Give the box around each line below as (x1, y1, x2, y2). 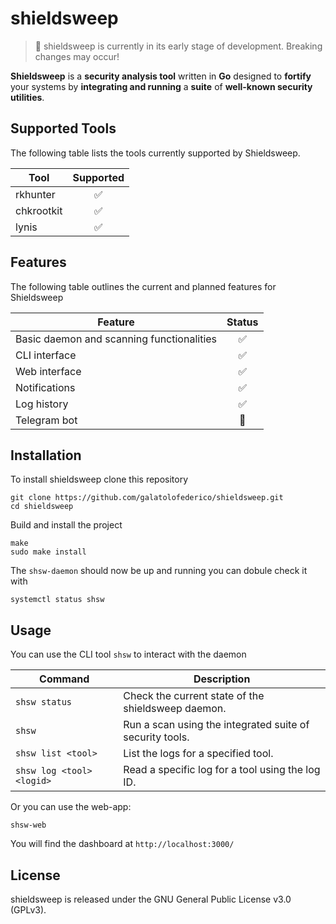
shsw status (15, 697, 73, 708)
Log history (15, 397, 69, 411)
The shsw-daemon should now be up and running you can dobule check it (10, 565, 308, 577)
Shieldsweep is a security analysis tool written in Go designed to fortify (10, 70, 312, 82)
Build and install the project (10, 519, 123, 531)
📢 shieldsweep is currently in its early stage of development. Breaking (34, 40, 323, 52)
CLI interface (15, 348, 77, 362)
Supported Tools (10, 120, 117, 137)
